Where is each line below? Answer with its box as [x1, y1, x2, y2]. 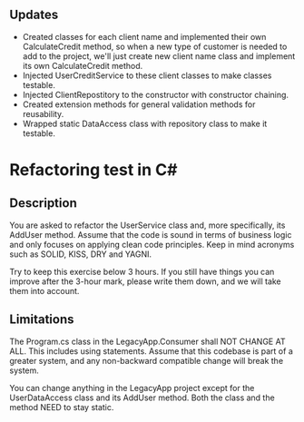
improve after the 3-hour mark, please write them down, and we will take [9, 276, 281, 287]
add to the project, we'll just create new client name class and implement [22, 50, 296, 62]
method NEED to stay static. [9, 401, 114, 412]
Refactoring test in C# [9, 160, 178, 180]
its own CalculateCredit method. [22, 60, 143, 71]
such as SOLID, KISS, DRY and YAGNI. [9, 249, 152, 260]
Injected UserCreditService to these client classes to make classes [22, 70, 272, 81]
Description [9, 195, 77, 211]
